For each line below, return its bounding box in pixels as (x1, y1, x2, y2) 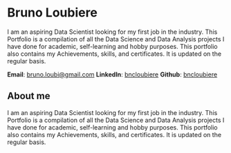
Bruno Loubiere (7, 5, 98, 21)
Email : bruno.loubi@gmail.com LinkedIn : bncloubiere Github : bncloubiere (7, 70, 218, 79)
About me (7, 90, 50, 102)
